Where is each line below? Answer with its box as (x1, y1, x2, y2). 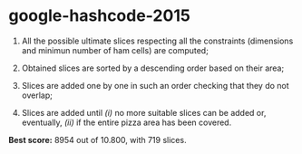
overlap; (21, 90, 54, 101)
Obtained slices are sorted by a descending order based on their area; (21, 63, 285, 73)
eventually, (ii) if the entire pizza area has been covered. (21, 117, 232, 128)
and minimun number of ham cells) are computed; (21, 44, 209, 55)
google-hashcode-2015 (8, 5, 191, 26)
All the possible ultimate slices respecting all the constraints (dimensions (21, 35, 294, 46)
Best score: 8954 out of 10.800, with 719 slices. (8, 134, 187, 145)
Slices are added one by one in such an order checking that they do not (21, 80, 289, 91)
